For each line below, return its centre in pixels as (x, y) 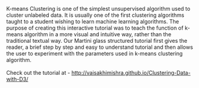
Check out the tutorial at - (38, 73)
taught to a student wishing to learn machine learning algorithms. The (93, 21)
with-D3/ (17, 79)
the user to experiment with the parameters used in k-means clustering (94, 53)
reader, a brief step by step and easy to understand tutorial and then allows (100, 47)
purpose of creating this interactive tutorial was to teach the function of (95, 28)
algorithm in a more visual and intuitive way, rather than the (98, 34)
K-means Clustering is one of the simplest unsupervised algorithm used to (98, 9)
